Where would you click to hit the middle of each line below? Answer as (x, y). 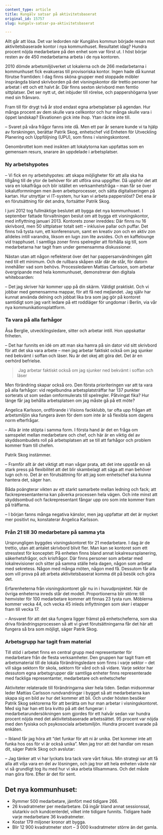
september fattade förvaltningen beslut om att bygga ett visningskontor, (77, 216)
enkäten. (14, 729)
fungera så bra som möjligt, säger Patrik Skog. (52, 629)
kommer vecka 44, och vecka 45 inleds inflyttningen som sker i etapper (77, 604)
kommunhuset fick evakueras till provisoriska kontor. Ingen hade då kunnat (80, 72)
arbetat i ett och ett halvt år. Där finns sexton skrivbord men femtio (72, 87)
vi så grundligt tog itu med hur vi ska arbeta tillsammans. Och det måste (77, 769)
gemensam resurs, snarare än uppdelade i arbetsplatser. (62, 152)
